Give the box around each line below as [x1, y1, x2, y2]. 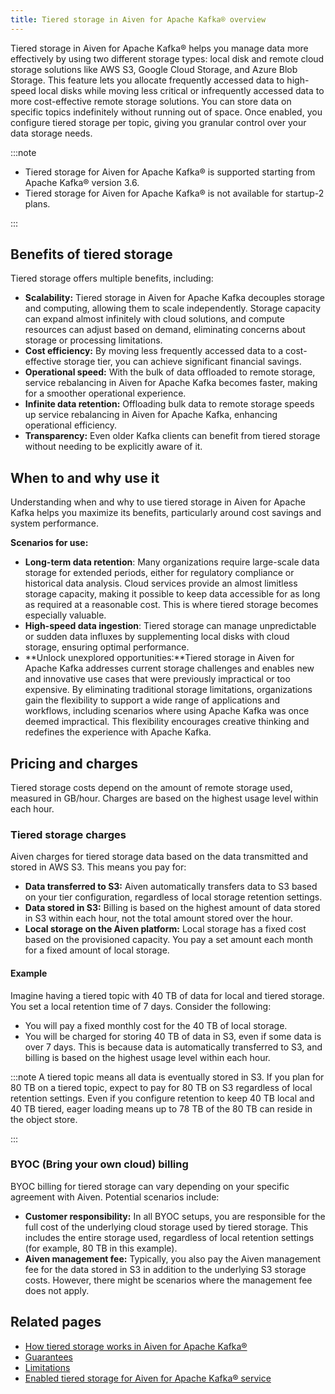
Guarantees [24, 1351, 73, 1363]
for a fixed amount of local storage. [24, 944, 170, 956]
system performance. [10, 517, 99, 530]
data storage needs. [10, 127, 93, 139]
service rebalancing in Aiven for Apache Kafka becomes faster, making [24, 377, 318, 389]
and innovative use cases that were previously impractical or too [24, 673, 291, 685]
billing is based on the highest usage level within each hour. [24, 1051, 271, 1063]
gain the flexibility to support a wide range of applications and [24, 694, 281, 706]
